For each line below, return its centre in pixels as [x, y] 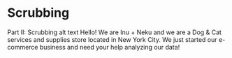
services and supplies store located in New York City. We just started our [113, 39]
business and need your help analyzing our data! [110, 47]
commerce [23, 47]
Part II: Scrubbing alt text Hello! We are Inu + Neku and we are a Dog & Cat [115, 32]
